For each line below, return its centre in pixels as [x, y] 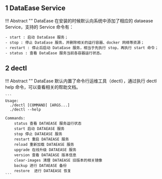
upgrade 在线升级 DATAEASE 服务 [45, 150]
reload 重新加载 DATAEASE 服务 [44, 144]
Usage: [12, 101]
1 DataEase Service [35, 8]
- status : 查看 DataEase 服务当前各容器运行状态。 [54, 53]
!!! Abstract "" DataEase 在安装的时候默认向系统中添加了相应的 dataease [79, 21]
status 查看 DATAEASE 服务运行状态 [48, 123]
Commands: [15, 118]
